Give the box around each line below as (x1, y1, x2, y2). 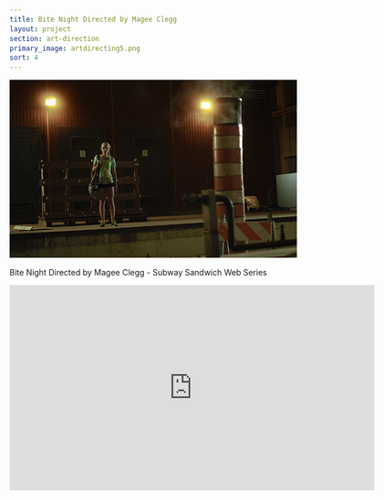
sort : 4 (9, 53, 39, 63)
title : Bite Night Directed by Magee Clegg (9, 15, 178, 24)
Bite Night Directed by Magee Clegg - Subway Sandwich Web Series (9, 266, 267, 277)
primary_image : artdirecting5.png (9, 44, 141, 53)
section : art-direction (9, 34, 100, 43)
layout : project (9, 24, 71, 34)
